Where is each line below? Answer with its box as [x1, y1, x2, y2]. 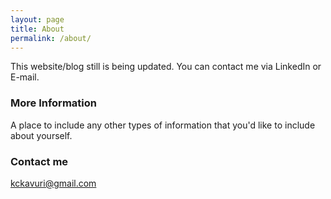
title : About [10, 24, 65, 34]
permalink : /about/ [10, 33, 92, 43]
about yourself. [10, 129, 73, 141]
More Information [10, 96, 97, 110]
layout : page [10, 14, 65, 25]
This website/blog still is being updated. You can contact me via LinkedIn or [10, 61, 322, 73]
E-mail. [10, 71, 40, 83]
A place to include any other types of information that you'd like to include [10, 119, 316, 131]
